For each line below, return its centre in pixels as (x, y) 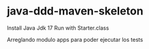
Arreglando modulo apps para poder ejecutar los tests (75, 39)
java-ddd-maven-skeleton (75, 11)
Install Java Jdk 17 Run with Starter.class (58, 28)
